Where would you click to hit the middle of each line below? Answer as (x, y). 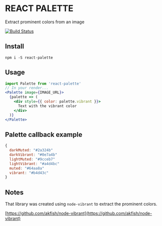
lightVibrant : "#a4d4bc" (34, 164)
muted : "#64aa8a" (27, 168)
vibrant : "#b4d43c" (29, 173)
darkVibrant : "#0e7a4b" (33, 155)
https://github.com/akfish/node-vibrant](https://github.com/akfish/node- (79, 213)
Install (15, 46)
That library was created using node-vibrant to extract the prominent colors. (81, 204)
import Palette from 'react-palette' (43, 83)
